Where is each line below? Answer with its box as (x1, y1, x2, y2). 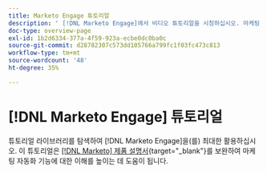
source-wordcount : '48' (8, 57, 88, 65)
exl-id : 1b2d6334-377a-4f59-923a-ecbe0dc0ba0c (8, 34, 167, 42)
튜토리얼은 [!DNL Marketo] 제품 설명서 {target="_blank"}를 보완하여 (26, 146, 241, 155)
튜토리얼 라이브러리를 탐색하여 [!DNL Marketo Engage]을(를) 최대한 (8, 135, 222, 145)
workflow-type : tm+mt (8, 49, 81, 57)
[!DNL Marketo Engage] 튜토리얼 (8, 107, 223, 126)
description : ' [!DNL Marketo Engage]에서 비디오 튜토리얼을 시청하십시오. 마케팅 (8, 19, 261, 27)
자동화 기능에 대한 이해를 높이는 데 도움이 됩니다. (16, 155, 168, 165)
